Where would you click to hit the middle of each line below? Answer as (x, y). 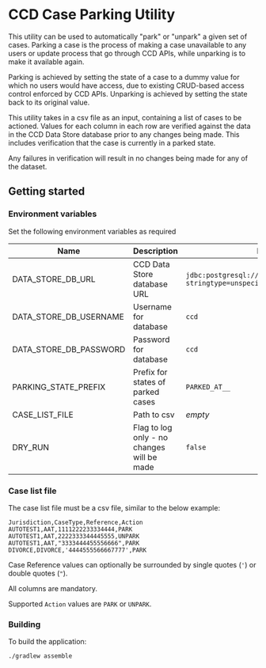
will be (145, 457)
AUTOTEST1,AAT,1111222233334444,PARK (70, 529)
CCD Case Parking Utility (92, 15)
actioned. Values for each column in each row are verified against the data (129, 126)
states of (150, 381)
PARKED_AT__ (208, 387)
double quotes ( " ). (38, 573)
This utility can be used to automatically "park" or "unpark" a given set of (128, 36)
